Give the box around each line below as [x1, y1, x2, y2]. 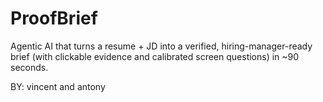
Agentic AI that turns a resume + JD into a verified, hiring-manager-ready [10, 40, 313, 52]
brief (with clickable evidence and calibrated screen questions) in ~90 [10, 50, 300, 62]
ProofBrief [10, 7, 98, 30]
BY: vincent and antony [10, 80, 106, 92]
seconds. [10, 61, 49, 73]
